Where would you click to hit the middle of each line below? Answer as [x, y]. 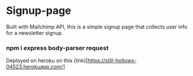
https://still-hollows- [112, 61]
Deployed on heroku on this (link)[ [47, 61]
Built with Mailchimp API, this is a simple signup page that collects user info [97, 27]
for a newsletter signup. [35, 32]
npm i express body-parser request [58, 48]
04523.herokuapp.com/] [36, 67]
